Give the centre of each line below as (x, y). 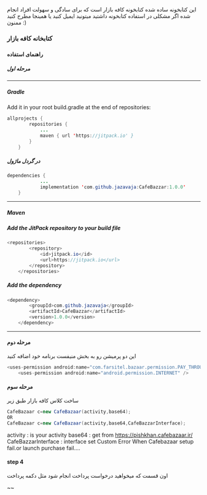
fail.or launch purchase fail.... (44, 448)
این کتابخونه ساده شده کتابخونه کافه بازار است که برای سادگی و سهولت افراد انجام (102, 10)
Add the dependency (34, 285)
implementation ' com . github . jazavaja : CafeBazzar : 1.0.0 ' (113, 187)
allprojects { (25, 119)
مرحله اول (19, 68)
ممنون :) (17, 22)
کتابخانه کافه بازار (30, 38)
